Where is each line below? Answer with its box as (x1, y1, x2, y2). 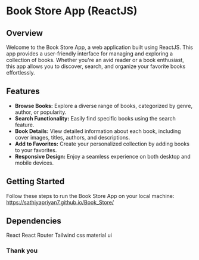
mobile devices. (14, 159, 54, 166)
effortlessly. (6, 69, 36, 76)
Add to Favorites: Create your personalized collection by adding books (14, 140, 189, 147)
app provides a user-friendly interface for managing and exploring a (6, 50, 173, 57)
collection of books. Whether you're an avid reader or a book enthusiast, (6, 57, 185, 63)
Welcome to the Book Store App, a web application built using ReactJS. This (6, 44, 194, 51)
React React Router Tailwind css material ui (6, 231, 112, 239)
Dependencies (6, 216, 61, 226)
